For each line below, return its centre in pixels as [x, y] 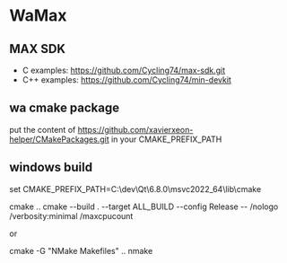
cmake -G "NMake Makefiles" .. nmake [81, 250]
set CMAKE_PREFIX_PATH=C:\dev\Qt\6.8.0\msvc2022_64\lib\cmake [135, 188]
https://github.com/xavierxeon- [135, 129]
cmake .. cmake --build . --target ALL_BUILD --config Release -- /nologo [144, 206]
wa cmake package [65, 108]
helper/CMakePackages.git [59, 139]
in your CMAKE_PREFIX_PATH [166, 139]
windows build [51, 167]
